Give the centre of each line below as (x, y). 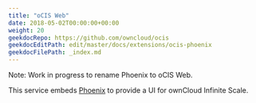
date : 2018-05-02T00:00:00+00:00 (64, 23)
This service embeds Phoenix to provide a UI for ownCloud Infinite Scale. (128, 90)
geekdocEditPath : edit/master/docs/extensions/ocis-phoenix (110, 45)
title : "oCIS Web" (39, 15)
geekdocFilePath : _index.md (55, 52)
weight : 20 (26, 30)
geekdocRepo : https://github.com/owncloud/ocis (89, 38)
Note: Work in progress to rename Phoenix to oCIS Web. (100, 75)
